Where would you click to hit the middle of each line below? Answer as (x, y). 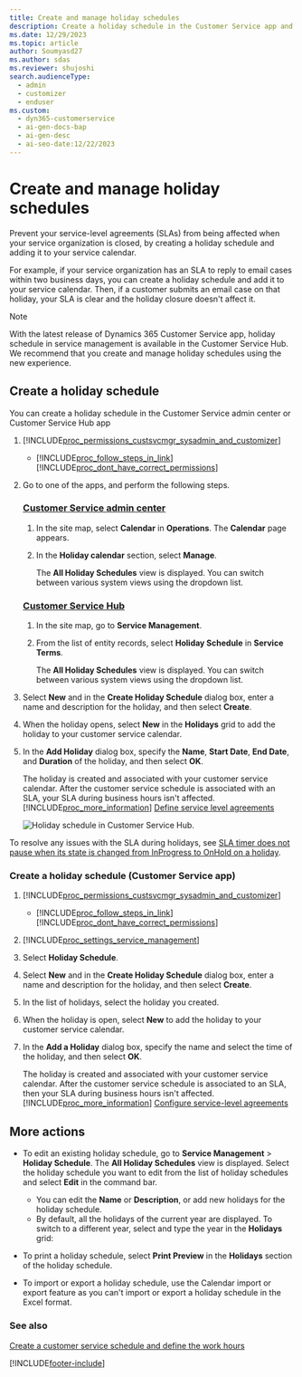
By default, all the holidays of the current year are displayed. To (154, 1219)
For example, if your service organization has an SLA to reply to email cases (151, 270)
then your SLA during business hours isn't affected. (118, 1094)
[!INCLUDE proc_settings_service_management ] (111, 940)
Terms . (49, 653)
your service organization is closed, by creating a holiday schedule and (142, 243)
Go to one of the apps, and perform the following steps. (126, 484)
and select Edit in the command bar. (90, 1182)
